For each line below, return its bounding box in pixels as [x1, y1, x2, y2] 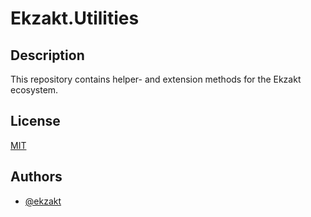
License [10, 113, 61, 130]
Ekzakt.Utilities [10, 7, 140, 30]
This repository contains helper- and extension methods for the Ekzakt [10, 73, 302, 85]
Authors [10, 168, 63, 186]
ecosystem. [10, 84, 59, 96]
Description [10, 47, 85, 64]
